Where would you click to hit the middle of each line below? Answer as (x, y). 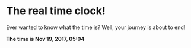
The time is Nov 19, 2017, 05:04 (45, 39)
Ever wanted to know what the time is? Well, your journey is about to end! (96, 27)
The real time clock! (56, 11)
